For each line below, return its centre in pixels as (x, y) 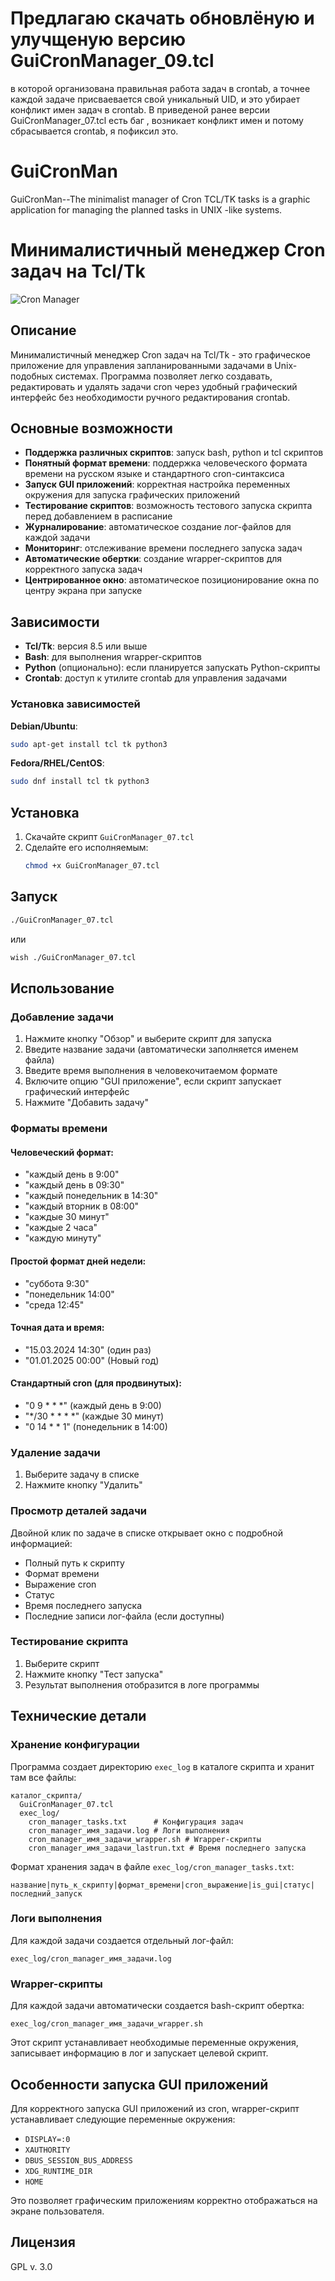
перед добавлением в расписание (98, 516)
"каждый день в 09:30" (74, 1185)
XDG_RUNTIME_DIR (58, 2171)
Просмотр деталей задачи (79, 1511)
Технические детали (78, 1716)
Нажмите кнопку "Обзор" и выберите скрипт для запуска (148, 1039)
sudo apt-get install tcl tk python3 (89, 744)
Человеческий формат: (62, 1152)
